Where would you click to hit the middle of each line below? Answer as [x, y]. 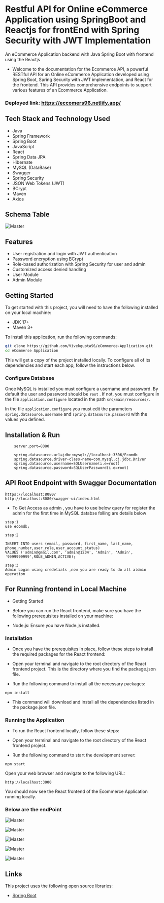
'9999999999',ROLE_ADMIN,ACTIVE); [41, 556]
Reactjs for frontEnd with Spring [72, 30]
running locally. [21, 797]
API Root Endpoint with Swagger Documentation [81, 483]
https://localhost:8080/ [31, 494]
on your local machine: [28, 313]
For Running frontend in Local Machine [66, 589]
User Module [25, 275]
